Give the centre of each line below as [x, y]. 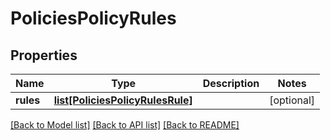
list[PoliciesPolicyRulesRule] [123, 100]
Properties [44, 55]
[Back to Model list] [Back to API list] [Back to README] [125, 125]
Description [231, 83]
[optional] [292, 100]
